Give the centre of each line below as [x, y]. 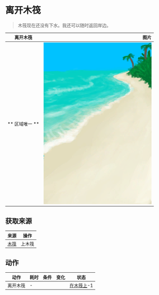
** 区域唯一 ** [23, 124]
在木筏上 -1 [82, 285]
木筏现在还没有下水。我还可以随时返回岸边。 [64, 25]
